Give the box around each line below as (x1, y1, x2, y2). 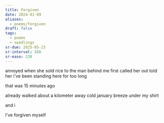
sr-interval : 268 (5, 49, 41, 54)
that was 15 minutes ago (5, 83, 55, 89)
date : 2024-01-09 (5, 12, 41, 17)
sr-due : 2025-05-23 (5, 45, 46, 50)
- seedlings (9, 40, 35, 45)
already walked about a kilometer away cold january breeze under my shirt (5, 92, 159, 98)
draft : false (5, 26, 32, 31)
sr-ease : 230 (5, 54, 32, 59)
